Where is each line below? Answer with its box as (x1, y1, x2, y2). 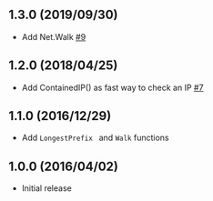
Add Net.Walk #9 (21, 31, 86, 42)
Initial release (21, 183, 72, 194)
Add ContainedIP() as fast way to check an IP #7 (21, 82, 204, 93)
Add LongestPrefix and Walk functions (21, 132, 169, 144)
